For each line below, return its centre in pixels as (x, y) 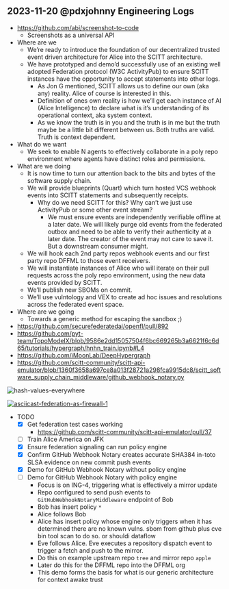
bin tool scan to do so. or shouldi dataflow (96, 536)
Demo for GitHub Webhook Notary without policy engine (107, 470)
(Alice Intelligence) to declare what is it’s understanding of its (123, 108)
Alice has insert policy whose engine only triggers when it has (125, 522)
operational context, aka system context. (95, 115)
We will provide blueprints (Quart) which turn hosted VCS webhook (122, 188)
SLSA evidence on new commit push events (89, 462)
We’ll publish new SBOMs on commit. (80, 290)
